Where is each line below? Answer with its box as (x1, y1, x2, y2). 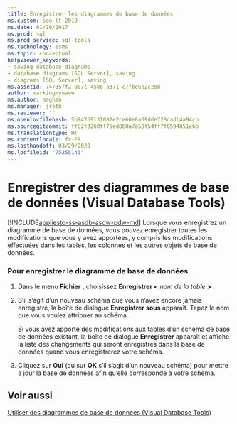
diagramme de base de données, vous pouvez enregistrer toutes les (7, 225, 208, 234)
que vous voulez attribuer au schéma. (17, 311, 129, 320)
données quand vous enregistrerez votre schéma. (17, 347, 164, 356)
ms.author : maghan (7, 97, 62, 104)
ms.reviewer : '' (7, 109, 56, 116)
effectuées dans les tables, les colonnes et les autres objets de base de (7, 241, 217, 249)
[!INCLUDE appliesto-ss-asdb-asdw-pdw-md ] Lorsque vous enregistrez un (7, 218, 227, 227)
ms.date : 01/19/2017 (7, 23, 69, 31)
